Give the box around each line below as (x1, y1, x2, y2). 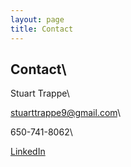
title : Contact (10, 24, 74, 34)
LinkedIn (10, 146, 46, 158)
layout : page (10, 14, 65, 25)
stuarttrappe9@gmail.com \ (10, 107, 121, 119)
